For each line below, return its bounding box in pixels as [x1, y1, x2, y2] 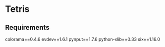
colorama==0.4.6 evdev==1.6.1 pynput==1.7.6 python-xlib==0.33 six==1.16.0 [5, 36, 160, 42]
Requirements [5, 23, 50, 32]
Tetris [5, 3, 30, 15]
